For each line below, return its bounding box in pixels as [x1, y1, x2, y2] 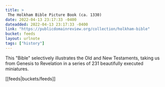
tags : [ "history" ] [5, 41, 45, 46]
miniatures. [5, 66, 29, 72]
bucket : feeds [5, 31, 36, 36]
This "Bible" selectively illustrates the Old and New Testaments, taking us [5, 55, 160, 61]
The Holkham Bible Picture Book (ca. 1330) [7, 12, 102, 17]
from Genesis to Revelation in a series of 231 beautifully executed [5, 60, 143, 67]
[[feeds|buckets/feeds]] [5, 75, 56, 82]
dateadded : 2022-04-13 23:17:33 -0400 [5, 21, 88, 27]
